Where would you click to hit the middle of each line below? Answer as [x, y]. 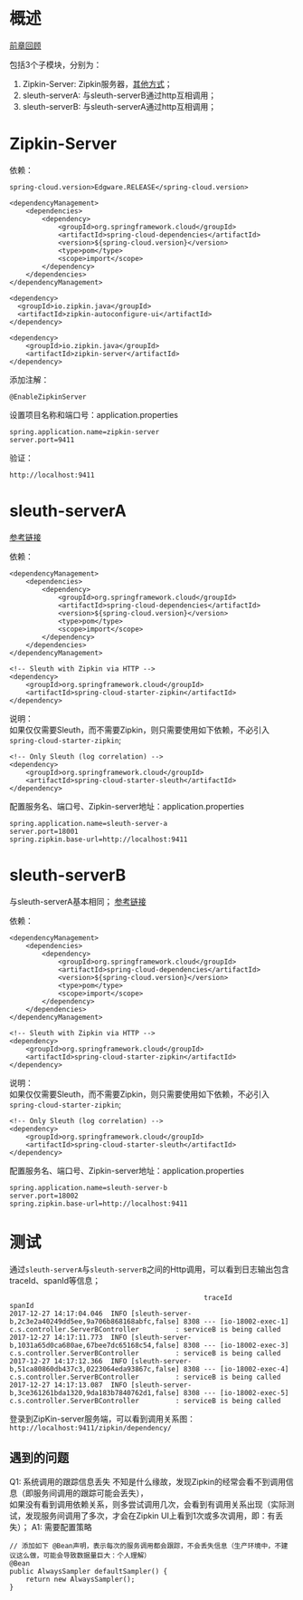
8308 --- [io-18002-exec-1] [236, 1321]
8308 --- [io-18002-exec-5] [236, 1392]
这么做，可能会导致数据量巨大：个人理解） [83, 1556]
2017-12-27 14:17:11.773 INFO [68, 1337]
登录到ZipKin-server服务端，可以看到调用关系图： [103, 1419]
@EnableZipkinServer [48, 397]
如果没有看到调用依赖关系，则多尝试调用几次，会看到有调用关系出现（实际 [148, 1504]
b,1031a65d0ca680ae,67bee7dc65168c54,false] [95, 1345]
